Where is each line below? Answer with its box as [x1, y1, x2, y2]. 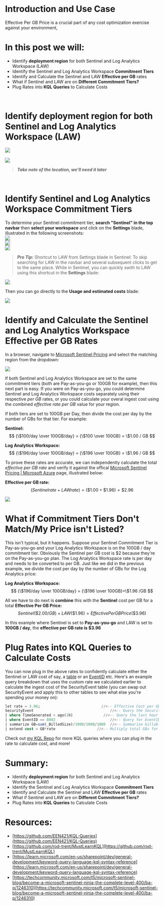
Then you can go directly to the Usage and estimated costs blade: [5, 288, 140, 294]
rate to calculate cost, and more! [5, 741, 70, 746]
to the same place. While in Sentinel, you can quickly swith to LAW [17, 265, 151, 270]
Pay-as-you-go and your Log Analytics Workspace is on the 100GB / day [5, 545, 151, 551]
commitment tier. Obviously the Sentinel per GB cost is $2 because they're [5, 550, 155, 556]
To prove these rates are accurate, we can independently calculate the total [5, 459, 157, 465]
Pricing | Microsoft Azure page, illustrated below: [5, 470, 103, 475]
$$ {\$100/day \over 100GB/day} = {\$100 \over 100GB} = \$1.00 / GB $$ [9, 433, 155, 439]
